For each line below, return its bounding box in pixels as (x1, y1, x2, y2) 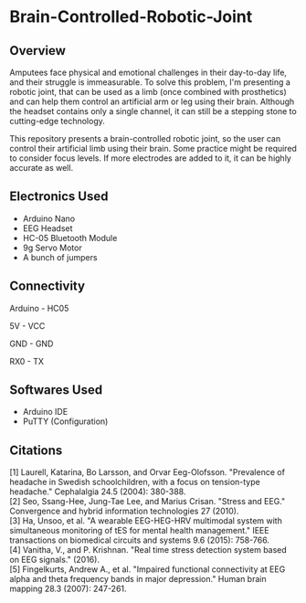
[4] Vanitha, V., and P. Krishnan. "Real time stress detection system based (9, 545, 288, 555)
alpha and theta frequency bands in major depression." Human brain (9, 574, 267, 585)
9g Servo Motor (22, 242, 82, 253)
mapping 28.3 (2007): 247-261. (9, 583, 127, 595)
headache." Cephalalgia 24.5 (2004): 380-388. (9, 486, 186, 497)
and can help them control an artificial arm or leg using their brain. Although (9, 96, 295, 107)
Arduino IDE (22, 407, 69, 418)
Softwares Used (9, 382, 103, 398)
